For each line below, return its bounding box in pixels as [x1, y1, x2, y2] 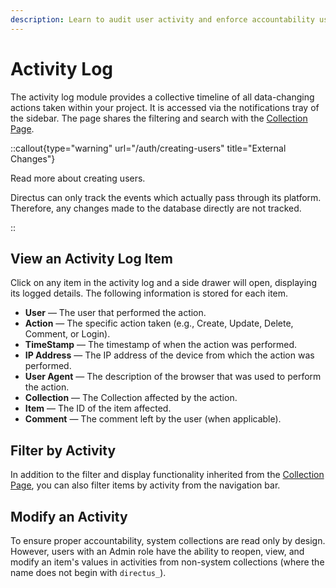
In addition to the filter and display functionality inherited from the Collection [10, 469, 325, 481]
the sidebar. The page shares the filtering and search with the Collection [10, 112, 308, 124]
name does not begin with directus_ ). [10, 567, 167, 578]
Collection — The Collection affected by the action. [24, 392, 238, 404]
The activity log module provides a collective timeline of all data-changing [10, 91, 315, 103]
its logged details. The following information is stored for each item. [10, 287, 289, 300]
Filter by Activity [10, 442, 117, 459]
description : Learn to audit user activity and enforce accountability [10, 14, 315, 25]
